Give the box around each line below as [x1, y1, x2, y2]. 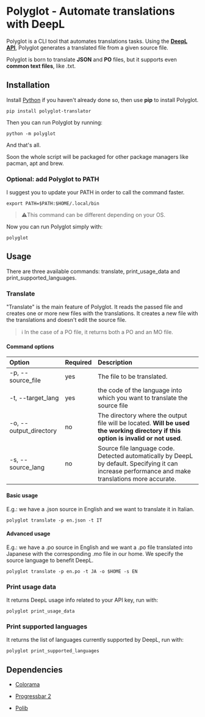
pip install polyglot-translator [6, 108, 92, 114]
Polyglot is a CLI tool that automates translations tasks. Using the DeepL [6, 37, 188, 45]
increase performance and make [97, 467, 191, 476]
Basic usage [6, 492, 38, 499]
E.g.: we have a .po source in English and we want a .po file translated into [6, 544, 193, 551]
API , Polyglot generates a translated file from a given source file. [6, 44, 169, 51]
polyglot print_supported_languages [6, 648, 99, 654]
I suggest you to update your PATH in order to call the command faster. [6, 189, 185, 196]
